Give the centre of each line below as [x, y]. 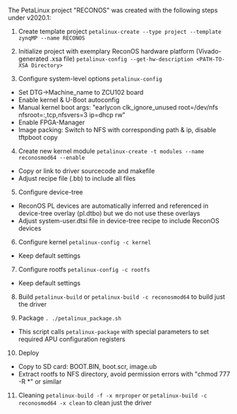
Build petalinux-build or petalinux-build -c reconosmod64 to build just [121, 297]
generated [33, 59]
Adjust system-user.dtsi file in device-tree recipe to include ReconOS [119, 221]
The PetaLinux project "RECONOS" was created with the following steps [113, 10]
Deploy [29, 353]
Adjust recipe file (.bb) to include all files [77, 178]
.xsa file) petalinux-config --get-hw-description [121, 59]
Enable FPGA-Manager [51, 122]
